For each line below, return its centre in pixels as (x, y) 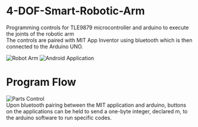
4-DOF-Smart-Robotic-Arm (76, 11)
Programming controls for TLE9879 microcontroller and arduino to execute (98, 27)
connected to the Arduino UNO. (45, 47)
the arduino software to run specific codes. (59, 117)
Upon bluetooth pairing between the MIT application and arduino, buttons (96, 105)
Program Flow (41, 82)
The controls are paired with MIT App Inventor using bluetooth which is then (99, 40)
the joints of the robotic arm (40, 33)
